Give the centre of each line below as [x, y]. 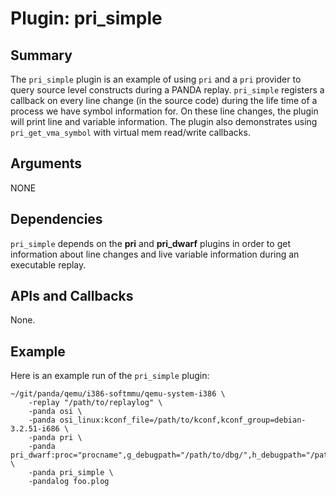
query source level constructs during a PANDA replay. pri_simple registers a [167, 90]
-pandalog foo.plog [69, 482]
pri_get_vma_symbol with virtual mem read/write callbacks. [130, 132]
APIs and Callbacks [72, 296]
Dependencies [56, 219]
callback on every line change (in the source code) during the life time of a [164, 100]
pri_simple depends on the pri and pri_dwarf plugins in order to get [150, 243]
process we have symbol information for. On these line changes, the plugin [164, 111]
